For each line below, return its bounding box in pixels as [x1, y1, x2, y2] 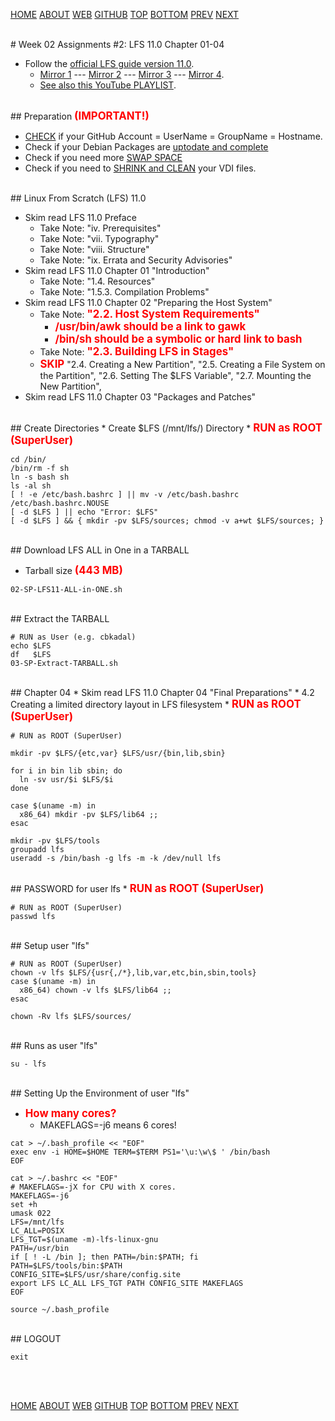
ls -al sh [10, 481, 52, 491]
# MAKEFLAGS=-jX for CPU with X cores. [10, 1182, 177, 1192]
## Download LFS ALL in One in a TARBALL [10, 544, 190, 556]
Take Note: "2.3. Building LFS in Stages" [39, 345, 235, 358]
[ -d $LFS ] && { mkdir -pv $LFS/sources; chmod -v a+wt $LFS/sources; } [10, 516, 325, 526]
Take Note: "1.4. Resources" [39, 275, 156, 287]
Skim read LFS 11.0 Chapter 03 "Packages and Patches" [24, 391, 257, 403]
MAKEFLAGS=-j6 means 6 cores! [39, 1119, 177, 1131]
